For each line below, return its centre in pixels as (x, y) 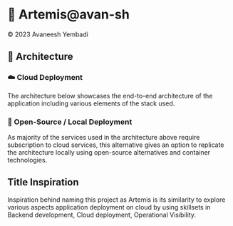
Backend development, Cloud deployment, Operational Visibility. (102, 215)
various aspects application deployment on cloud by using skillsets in (109, 207)
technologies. (27, 160)
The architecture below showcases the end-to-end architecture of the (110, 96)
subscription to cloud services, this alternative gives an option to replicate (116, 145)
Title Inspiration (43, 182)
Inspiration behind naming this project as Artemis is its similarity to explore (116, 200)
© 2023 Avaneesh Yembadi (48, 34)
